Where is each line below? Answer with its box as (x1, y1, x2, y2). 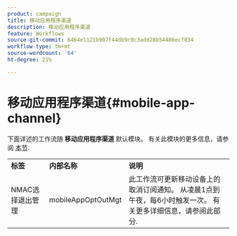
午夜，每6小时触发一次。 (128, 195, 212, 205)
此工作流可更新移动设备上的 (128, 174, 221, 184)
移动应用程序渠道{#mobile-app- (7, 94, 195, 111)
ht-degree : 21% (7, 56, 52, 63)
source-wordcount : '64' (7, 50, 78, 57)
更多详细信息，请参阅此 (135, 206, 214, 216)
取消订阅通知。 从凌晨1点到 (128, 185, 220, 194)
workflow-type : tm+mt (7, 43, 71, 50)
